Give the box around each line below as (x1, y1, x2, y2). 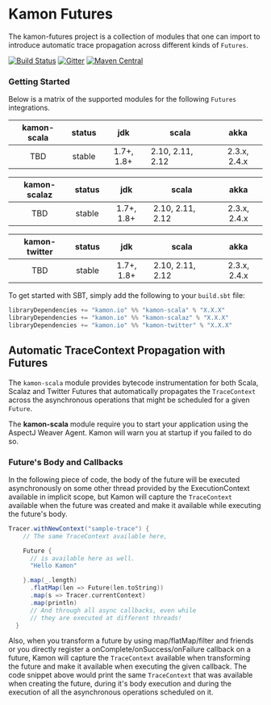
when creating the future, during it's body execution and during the (8, 679, 232, 689)
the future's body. (8, 509, 68, 518)
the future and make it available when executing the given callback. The (8, 661, 248, 671)
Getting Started (8, 76, 70, 87)
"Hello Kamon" (29, 562, 78, 570)
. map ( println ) (29, 598, 78, 606)
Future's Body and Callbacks (8, 456, 123, 468)
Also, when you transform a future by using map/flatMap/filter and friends (8, 636, 254, 646)
